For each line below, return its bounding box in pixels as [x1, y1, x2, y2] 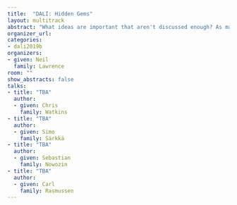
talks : [7, 82, 27, 89]
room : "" [7, 69, 33, 76]
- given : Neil [7, 56, 49, 63]
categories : [7, 37, 42, 44]
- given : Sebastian [13, 154, 71, 162]
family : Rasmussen [20, 187, 74, 194]
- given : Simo [13, 128, 55, 135]
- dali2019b [7, 43, 42, 50]
